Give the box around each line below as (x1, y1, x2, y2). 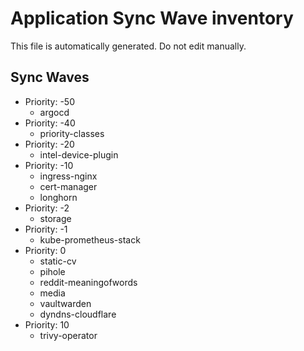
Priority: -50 (24, 95, 75, 107)
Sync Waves (10, 69, 90, 86)
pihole (39, 265, 66, 277)
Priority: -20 (24, 138, 75, 150)
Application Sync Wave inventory (10, 7, 294, 30)
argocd (39, 106, 70, 118)
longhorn (39, 191, 78, 203)
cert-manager (39, 180, 98, 192)
